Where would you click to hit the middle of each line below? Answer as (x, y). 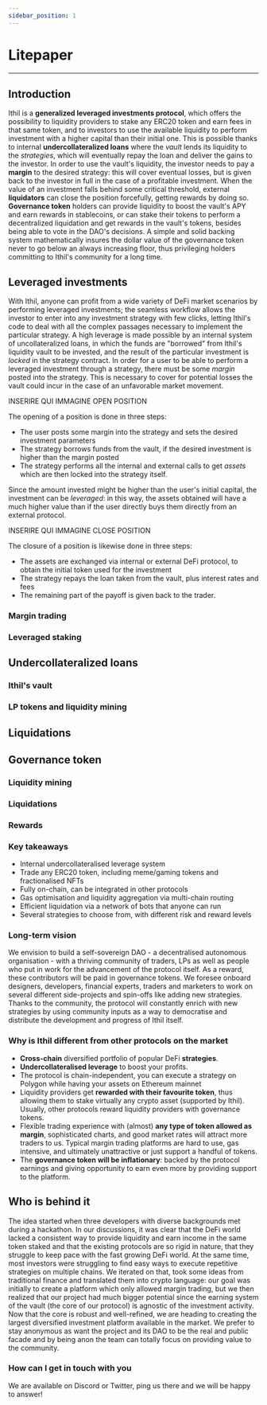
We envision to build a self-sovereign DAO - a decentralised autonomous (127, 953)
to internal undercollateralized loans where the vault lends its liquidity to (128, 147)
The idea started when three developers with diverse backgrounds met (124, 1221)
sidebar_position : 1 (43, 16)
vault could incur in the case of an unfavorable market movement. (116, 386)
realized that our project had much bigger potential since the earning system (134, 1297)
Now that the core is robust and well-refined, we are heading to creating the (132, 1313)
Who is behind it (49, 1202)
